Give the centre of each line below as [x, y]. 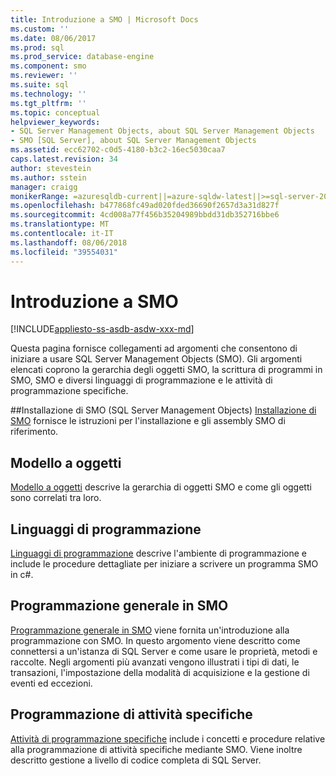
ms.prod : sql [37, 47]
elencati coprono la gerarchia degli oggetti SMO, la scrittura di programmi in [166, 370]
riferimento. [34, 432]
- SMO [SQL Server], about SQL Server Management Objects [133, 141]
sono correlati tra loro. [56, 498]
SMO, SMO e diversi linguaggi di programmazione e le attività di [141, 380]
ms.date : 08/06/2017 [53, 38]
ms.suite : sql [40, 85]
